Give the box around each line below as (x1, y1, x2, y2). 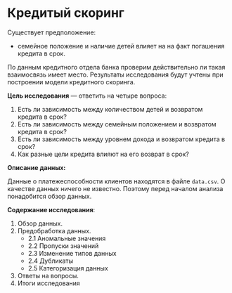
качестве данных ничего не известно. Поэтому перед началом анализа (7, 184, 224, 193)
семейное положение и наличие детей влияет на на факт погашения (17, 41, 225, 50)
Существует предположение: (7, 28, 96, 37)
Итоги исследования (17, 279, 81, 287)
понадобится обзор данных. (7, 192, 92, 200)
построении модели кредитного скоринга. (7, 77, 136, 86)
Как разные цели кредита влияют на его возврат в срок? (17, 150, 190, 158)
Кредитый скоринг (7, 5, 124, 21)
